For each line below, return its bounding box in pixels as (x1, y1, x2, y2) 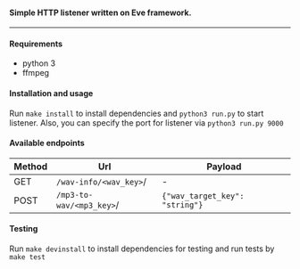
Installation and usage (9, 88, 94, 98)
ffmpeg (21, 68, 50, 78)
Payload (206, 160, 242, 173)
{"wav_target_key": (162, 191, 245, 200)
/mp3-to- (56, 190, 94, 200)
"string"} (162, 200, 204, 209)
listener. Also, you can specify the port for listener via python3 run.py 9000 (9, 117, 284, 128)
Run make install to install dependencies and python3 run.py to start (9, 108, 264, 118)
